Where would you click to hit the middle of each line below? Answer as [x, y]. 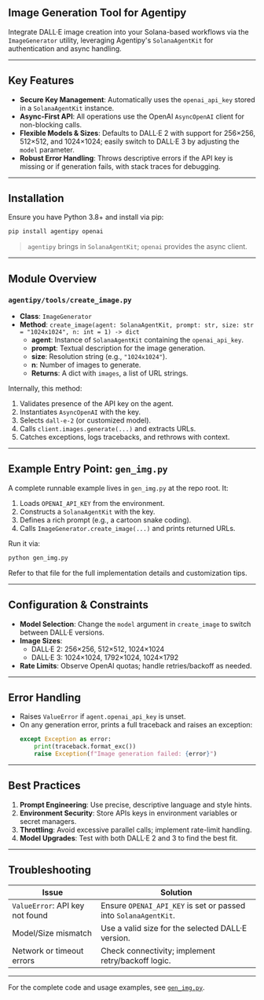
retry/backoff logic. [136, 960]
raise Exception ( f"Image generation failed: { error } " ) [126, 754]
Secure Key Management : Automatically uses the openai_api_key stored [137, 99]
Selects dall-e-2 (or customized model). [85, 420]
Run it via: [24, 543]
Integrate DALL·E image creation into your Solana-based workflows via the [128, 31]
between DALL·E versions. [62, 632]
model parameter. [47, 149]
